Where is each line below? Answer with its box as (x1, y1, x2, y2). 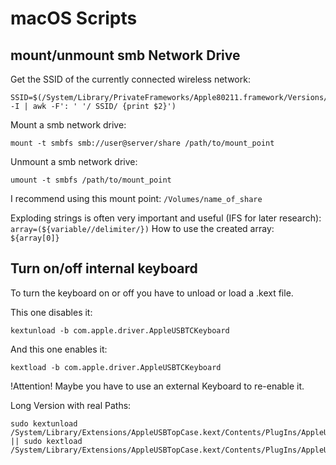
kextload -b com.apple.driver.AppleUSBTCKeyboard (10, 362, 222, 372)
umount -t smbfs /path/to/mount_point (10, 175, 172, 185)
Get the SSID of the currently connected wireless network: (10, 73, 251, 85)
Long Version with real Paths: (10, 399, 132, 411)
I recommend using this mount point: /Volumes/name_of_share (10, 193, 263, 204)
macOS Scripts (10, 7, 138, 30)
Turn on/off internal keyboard (10, 260, 198, 277)
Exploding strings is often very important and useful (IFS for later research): (10, 212, 322, 224)
